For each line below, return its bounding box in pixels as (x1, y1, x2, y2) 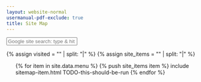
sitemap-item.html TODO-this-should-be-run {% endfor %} (15, 69, 165, 76)
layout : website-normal (6, 9, 67, 15)
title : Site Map (6, 20, 48, 26)
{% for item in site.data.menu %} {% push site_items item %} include (15, 62, 189, 70)
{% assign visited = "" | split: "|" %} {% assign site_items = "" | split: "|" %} (6, 50, 195, 58)
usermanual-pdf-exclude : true (6, 15, 84, 21)
